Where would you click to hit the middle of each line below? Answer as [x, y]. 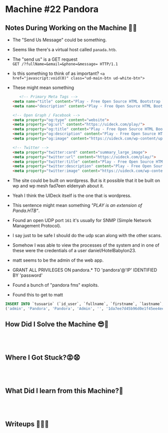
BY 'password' [27, 275]
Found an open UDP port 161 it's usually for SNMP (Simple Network [82, 221]
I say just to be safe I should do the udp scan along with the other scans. [87, 236]
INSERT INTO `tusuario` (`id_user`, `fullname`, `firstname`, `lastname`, [85, 304]
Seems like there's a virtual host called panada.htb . [64, 49]
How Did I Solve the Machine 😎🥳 [57, 324]
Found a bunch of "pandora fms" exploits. [55, 285]
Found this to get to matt [38, 295]
